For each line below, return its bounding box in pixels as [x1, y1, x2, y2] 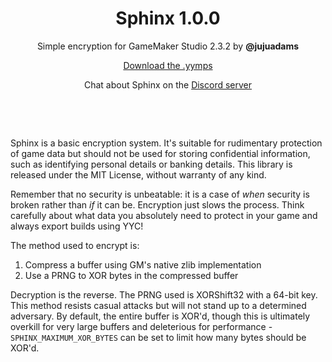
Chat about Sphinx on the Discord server [83, 78, 253, 91]
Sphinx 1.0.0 [115, 7, 221, 30]
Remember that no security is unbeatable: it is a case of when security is [10, 188, 310, 200]
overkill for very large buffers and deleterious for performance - [10, 320, 273, 332]
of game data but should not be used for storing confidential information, [10, 147, 311, 159]
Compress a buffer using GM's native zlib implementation [24, 258, 262, 271]
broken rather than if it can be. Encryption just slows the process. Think [10, 198, 305, 211]
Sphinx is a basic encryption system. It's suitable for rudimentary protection [10, 137, 323, 149]
